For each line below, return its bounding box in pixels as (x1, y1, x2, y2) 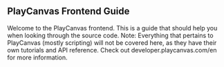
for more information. (7, 53, 68, 61)
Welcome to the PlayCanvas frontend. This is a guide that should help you (7, 23, 218, 32)
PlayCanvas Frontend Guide (7, 6, 130, 17)
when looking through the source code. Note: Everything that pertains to (7, 31, 214, 39)
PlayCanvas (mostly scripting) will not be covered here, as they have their (7, 38, 217, 47)
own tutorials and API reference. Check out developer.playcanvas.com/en (7, 46, 217, 54)
